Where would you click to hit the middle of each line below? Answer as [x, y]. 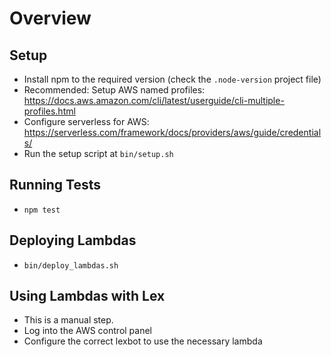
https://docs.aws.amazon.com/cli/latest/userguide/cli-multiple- [154, 100]
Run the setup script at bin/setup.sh [98, 153]
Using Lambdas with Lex [87, 296]
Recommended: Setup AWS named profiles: [114, 90]
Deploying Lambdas [73, 240]
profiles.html [49, 111]
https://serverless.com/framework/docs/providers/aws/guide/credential [172, 132]
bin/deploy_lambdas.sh [71, 265]
